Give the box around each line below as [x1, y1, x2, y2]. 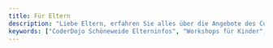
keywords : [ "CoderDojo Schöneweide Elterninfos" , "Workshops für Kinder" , [8, 27, 267, 35]
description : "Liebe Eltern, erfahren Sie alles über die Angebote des [8, 20, 256, 28]
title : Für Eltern [8, 11, 71, 20]
